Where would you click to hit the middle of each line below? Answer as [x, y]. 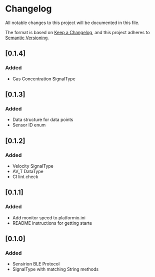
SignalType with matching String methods [55, 269]
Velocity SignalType [33, 166]
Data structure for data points [43, 120]
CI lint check [25, 177]
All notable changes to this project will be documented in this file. [72, 23]
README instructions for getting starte [52, 223]
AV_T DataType [28, 171]
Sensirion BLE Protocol [36, 264]
